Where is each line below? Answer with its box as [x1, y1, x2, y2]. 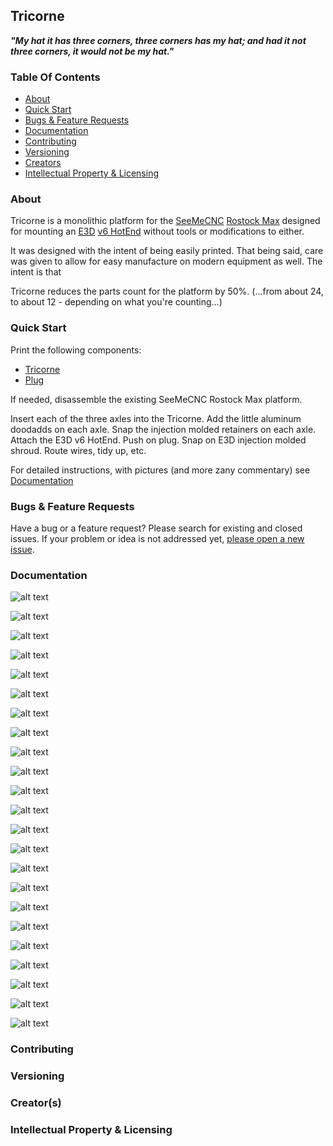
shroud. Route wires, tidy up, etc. [10, 444, 147, 456]
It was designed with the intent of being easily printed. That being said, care [10, 245, 324, 257]
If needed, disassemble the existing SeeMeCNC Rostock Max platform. [10, 393, 303, 405]
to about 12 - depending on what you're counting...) [10, 296, 223, 308]
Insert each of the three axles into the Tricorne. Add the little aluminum [10, 412, 302, 424]
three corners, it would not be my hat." [10, 45, 175, 57]
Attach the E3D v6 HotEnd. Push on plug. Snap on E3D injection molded [10, 434, 307, 446]
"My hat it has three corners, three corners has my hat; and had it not [10, 34, 307, 46]
